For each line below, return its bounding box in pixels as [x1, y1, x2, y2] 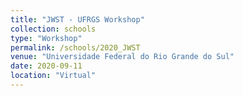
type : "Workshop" [10, 33, 83, 43]
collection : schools [10, 24, 97, 34]
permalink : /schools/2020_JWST [10, 42, 141, 53]
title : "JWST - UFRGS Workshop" [10, 14, 145, 25]
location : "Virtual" [10, 71, 97, 81]
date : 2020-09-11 [10, 61, 83, 71]
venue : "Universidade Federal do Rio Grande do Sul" [10, 52, 235, 62]
